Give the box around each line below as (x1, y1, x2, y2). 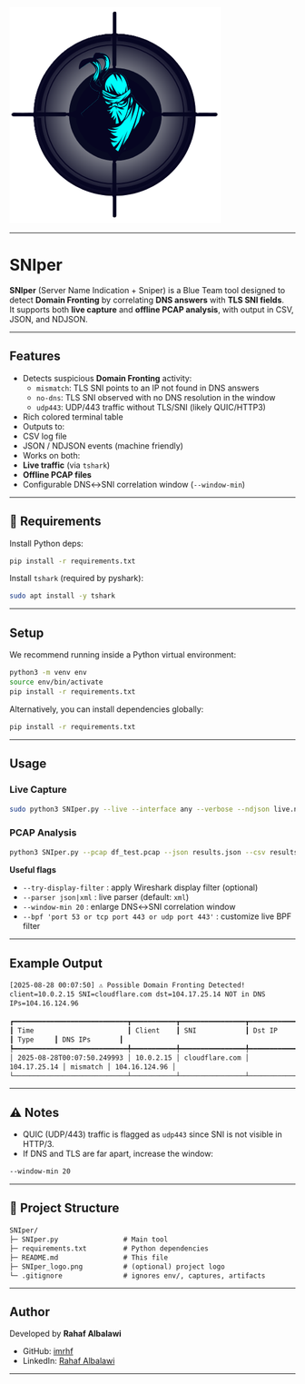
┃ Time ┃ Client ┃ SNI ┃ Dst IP (9, 1026, 279, 1035)
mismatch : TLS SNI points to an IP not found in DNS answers (35, 382, 260, 393)
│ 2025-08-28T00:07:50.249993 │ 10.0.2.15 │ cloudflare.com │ (9, 1053, 250, 1063)
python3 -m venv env (9, 668, 88, 677)
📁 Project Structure (9, 1201, 120, 1216)
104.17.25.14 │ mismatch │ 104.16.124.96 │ (9, 1063, 177, 1072)
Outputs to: (22, 420, 65, 431)
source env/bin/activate (9, 677, 103, 687)
